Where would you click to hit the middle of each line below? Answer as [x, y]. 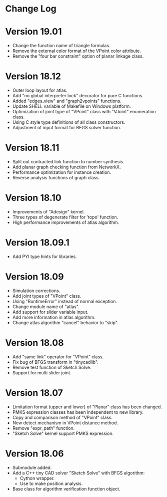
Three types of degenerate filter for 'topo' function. [65, 217]
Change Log [31, 9]
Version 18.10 [33, 198]
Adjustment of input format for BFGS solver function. [67, 128]
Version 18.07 [34, 393]
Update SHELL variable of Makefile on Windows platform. [71, 106]
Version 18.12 [33, 76]
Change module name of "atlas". [46, 307]
